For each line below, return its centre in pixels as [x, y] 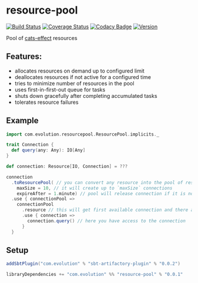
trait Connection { [30, 145]
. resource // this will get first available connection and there [105, 210]
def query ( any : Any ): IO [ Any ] [48, 150]
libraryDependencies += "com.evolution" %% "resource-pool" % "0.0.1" [95, 275]
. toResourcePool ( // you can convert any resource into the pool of [97, 182]
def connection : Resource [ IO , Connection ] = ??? [67, 167]
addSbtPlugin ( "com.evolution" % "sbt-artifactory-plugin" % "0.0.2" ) [93, 264]
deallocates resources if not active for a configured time [83, 77]
